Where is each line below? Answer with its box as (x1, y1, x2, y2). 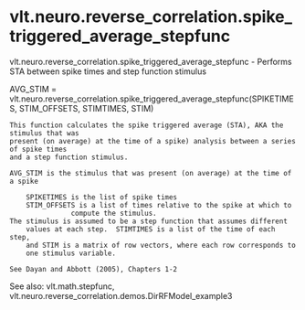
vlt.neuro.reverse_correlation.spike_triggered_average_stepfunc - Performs (9, 56, 292, 67)
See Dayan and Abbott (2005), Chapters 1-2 (9, 264, 178, 273)
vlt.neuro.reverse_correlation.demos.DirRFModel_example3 (9, 290, 233, 301)
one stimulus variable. (26, 249, 117, 258)
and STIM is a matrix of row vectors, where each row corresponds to (26, 241, 297, 250)
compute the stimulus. (70, 208, 157, 218)
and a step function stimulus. (9, 153, 129, 162)
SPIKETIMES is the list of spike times (26, 192, 178, 202)
